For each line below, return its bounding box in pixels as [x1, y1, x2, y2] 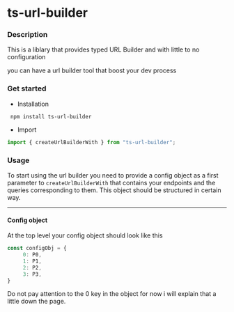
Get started [7, 84, 47, 93]
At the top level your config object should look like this [7, 231, 163, 240]
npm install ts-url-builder [10, 113, 92, 120]
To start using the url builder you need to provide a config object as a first [7, 171, 219, 179]
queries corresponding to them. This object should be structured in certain [7, 186, 221, 194]
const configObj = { [7, 245, 68, 252]
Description [7, 30, 48, 40]
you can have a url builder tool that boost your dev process [7, 66, 177, 75]
